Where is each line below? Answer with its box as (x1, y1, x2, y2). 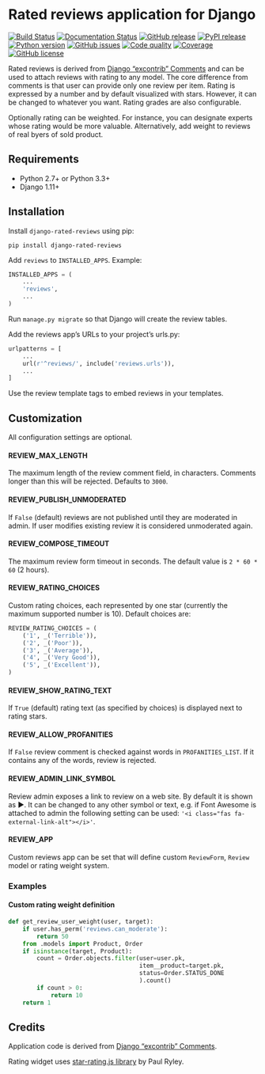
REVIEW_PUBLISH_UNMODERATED (8, 495, 127, 504)
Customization (8, 412, 83, 425)
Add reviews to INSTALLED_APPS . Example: (8, 255, 142, 264)
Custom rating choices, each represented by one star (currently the (8, 600, 228, 610)
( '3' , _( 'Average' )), (22, 647, 93, 655)
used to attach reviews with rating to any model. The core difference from (8, 72, 248, 82)
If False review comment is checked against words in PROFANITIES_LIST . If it (8, 747, 255, 757)
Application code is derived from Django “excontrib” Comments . (8, 1042, 218, 1051)
